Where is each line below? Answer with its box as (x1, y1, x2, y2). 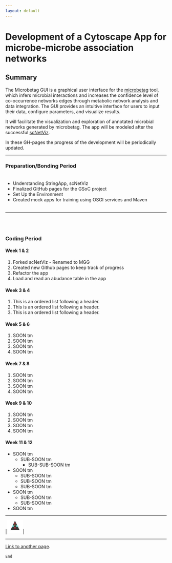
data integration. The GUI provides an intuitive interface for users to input (5, 103, 160, 109)
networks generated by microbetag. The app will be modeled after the (5, 123, 154, 130)
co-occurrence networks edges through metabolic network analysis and (5, 97, 158, 103)
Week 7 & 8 (5, 361, 30, 367)
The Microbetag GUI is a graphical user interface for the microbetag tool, (5, 87, 159, 93)
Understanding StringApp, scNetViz (12, 180, 89, 186)
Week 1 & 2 (5, 247, 29, 254)
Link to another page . (5, 543, 51, 549)
